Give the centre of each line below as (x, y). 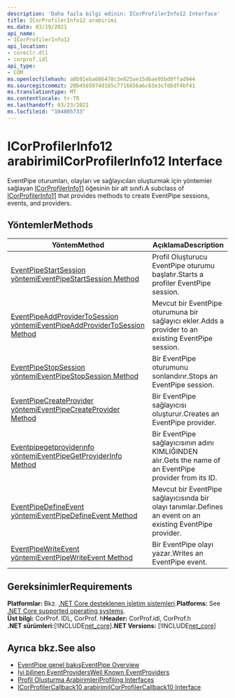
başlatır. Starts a (178, 274)
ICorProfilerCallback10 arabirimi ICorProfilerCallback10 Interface (109, 687)
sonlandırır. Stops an (185, 376)
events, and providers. (40, 203)
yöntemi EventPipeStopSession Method (74, 376)
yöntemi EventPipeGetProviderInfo (66, 455)
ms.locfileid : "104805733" (47, 112)
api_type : (22, 66)
